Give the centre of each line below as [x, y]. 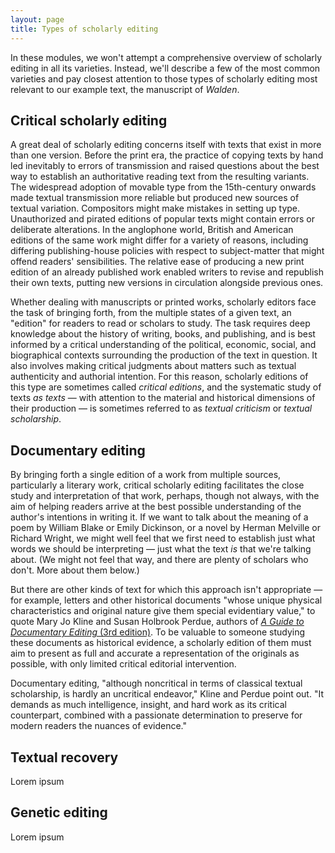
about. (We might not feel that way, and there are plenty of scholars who [159, 560]
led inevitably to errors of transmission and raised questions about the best [165, 166]
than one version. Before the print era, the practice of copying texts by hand [167, 155]
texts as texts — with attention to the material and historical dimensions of [163, 398]
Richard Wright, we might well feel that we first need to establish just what [163, 538]
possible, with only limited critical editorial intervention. [123, 664]
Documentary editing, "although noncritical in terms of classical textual [156, 683]
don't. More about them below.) [75, 570]
